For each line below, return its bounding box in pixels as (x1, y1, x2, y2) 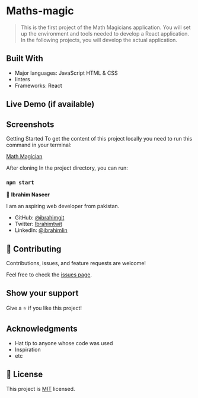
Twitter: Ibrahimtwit (14, 221, 62, 228)
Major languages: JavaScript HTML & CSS (14, 69, 118, 77)
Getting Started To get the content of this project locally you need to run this (6, 135, 193, 142)
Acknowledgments (6, 324, 78, 334)
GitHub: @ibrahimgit (14, 214, 65, 221)
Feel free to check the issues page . (6, 271, 92, 278)
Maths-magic (6, 4, 74, 18)
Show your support (6, 288, 79, 298)
